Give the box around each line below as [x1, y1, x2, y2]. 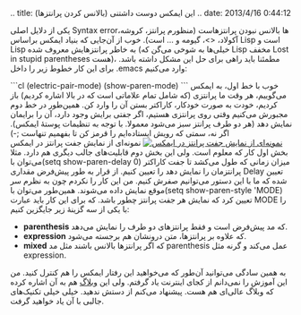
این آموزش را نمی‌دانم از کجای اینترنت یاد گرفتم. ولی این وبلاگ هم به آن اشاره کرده [10, 277, 288, 287]
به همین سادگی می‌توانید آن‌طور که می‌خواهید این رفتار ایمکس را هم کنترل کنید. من [10, 268, 287, 277]
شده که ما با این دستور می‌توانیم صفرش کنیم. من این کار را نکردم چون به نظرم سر [10, 175, 288, 186]
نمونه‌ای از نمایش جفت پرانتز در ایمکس [10, 138, 142, 148]
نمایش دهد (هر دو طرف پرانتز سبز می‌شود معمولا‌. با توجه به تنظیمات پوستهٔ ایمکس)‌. [10, 118, 293, 129]
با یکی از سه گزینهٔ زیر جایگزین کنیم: [10, 204, 130, 214]
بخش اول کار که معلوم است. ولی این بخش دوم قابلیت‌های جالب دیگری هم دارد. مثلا [10, 147, 288, 157]
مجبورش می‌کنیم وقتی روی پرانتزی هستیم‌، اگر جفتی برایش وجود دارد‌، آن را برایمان [10, 109, 288, 119]
